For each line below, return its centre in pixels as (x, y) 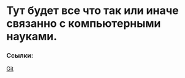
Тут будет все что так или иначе (92, 11)
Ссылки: (20, 55)
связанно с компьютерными (84, 23)
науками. (32, 37)
